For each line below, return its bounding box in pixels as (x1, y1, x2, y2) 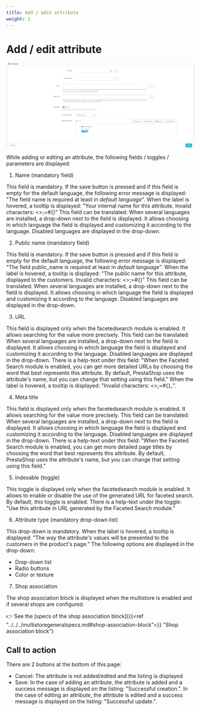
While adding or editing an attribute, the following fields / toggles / (6, 154, 169, 161)
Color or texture (14, 571, 54, 578)
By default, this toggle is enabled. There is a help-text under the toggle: (6, 498, 182, 505)
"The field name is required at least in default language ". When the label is (6, 196, 190, 203)
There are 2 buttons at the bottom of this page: (6, 661, 122, 668)
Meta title (14, 393, 39, 401)
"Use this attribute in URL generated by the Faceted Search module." (6, 505, 176, 512)
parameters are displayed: (6, 160, 70, 167)
